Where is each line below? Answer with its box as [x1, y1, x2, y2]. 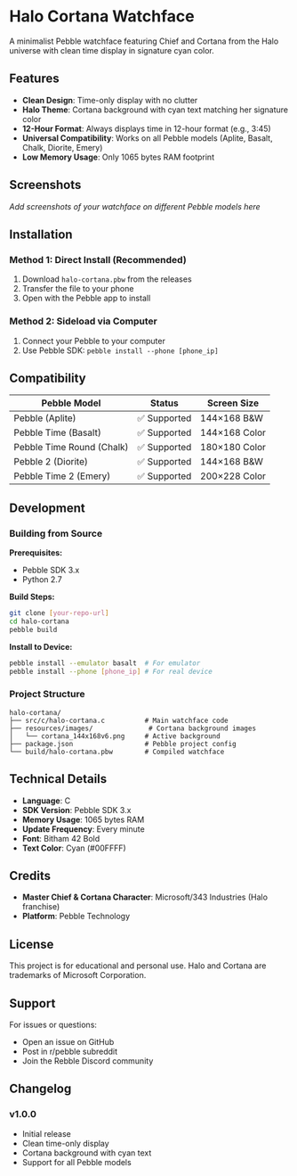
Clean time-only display [21, 1138, 109, 1148]
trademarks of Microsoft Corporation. [9, 970, 147, 981]
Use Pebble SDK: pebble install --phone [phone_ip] [21, 345, 220, 356]
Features [9, 71, 60, 86]
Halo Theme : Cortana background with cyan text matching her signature [21, 104, 289, 115]
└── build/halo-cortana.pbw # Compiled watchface [9, 747, 225, 756]
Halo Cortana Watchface [9, 6, 195, 27]
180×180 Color [199, 441, 267, 454]
